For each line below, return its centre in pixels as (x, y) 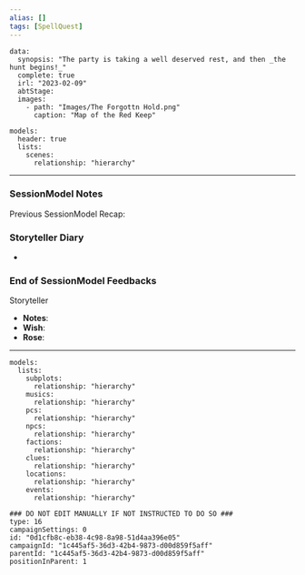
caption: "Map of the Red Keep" (94, 115)
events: (40, 490)
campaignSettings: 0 (49, 530)
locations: (46, 474)
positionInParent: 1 (49, 562)
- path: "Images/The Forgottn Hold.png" (103, 107)
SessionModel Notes (56, 194)
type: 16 (26, 522)
